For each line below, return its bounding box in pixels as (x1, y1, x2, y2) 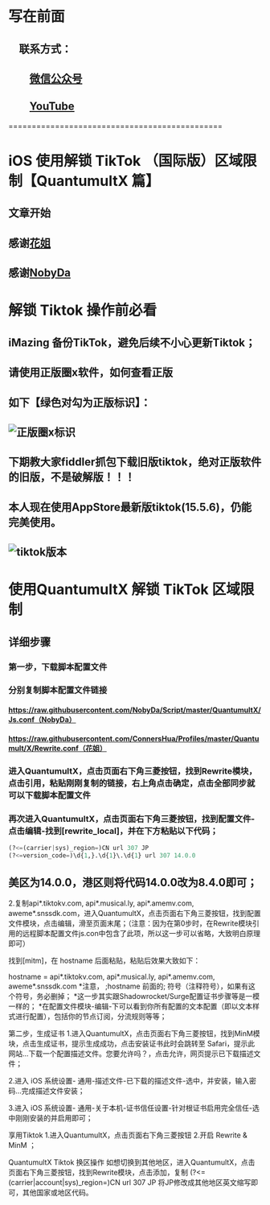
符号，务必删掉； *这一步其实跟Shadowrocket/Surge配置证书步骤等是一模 (14, 992, 260, 1001)
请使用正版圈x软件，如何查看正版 (8, 365, 174, 379)
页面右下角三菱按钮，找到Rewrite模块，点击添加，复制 (8, 1168, 189, 1178)
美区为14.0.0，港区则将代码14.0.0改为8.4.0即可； (8, 876, 258, 889)
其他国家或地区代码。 (22, 1188, 93, 1198)
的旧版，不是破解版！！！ (8, 470, 135, 484)
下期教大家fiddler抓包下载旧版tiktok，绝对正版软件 (8, 456, 262, 469)
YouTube (29, 100, 75, 113)
